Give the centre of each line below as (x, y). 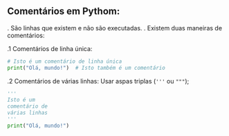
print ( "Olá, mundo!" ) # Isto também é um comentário (86, 68)
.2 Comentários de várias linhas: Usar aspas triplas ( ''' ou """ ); (98, 81)
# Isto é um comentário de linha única (65, 61)
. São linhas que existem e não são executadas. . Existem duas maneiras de (115, 28)
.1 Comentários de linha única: (50, 48)
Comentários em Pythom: (64, 11)
